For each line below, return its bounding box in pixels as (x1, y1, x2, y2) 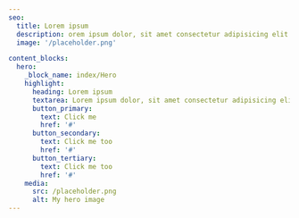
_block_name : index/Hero (24, 71, 117, 80)
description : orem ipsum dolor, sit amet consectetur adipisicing (16, 29, 269, 38)
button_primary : (31, 104, 93, 113)
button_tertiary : (31, 154, 97, 163)
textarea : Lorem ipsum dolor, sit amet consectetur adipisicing (31, 96, 277, 105)
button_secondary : (31, 129, 101, 138)
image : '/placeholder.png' (16, 38, 117, 47)
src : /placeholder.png (31, 187, 117, 197)
